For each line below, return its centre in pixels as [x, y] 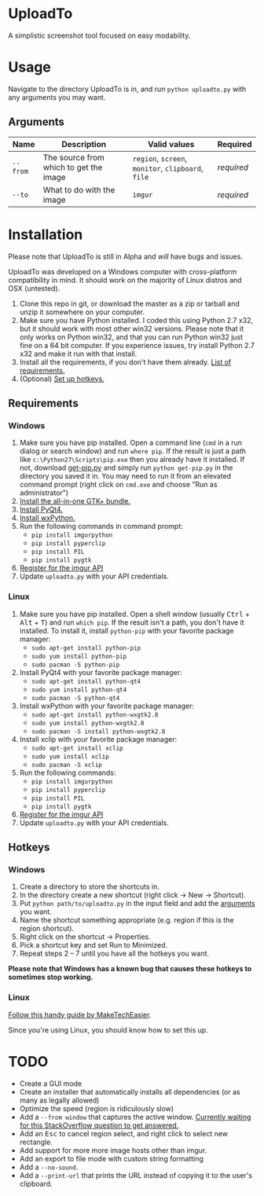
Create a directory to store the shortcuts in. [89, 887]
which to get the [73, 167]
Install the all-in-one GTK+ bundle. [75, 501]
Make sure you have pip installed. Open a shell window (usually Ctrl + [134, 614]
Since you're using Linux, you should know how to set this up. [108, 1029]
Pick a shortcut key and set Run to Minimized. [93, 945]
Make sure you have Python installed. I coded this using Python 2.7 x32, [136, 320]
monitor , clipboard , [168, 168]
